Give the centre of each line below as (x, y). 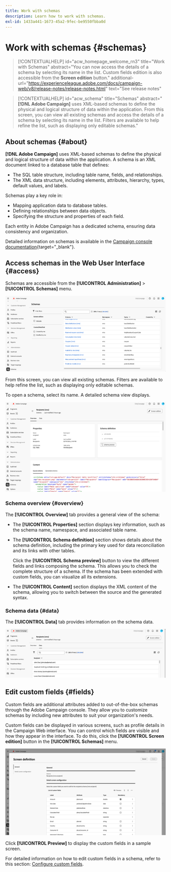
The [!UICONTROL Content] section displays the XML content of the (84, 587)
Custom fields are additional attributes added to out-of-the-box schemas (82, 704)
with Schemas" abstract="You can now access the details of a (83, 67)
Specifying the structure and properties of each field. (68, 216)
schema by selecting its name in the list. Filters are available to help (88, 120)
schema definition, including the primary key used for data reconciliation (89, 545)
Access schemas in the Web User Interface (75, 263)
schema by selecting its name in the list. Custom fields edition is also (90, 72)
